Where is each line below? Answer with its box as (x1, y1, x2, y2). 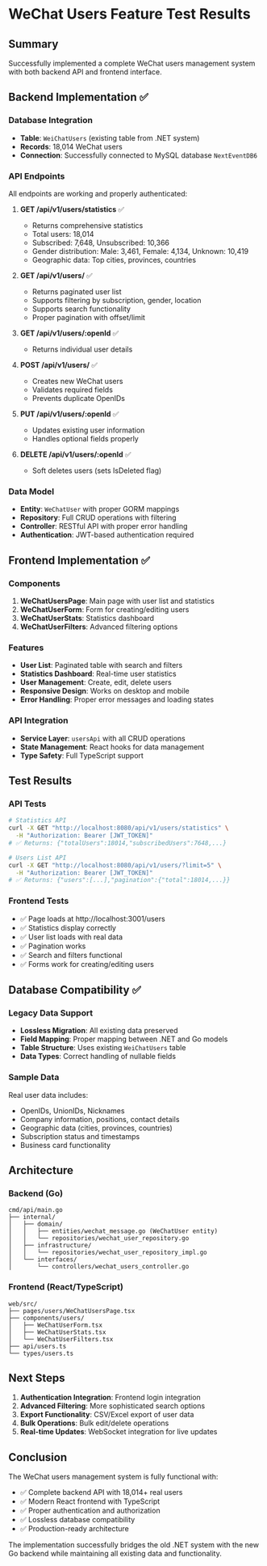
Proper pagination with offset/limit (31, 312, 145, 322)
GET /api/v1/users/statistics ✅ (19, 204, 125, 214)
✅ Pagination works (19, 941, 86, 951)
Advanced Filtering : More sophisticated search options (19, 1401, 206, 1411)
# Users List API (8, 854, 67, 862)
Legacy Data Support (8, 1007, 94, 1019)
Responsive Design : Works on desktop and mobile (19, 686, 190, 696)
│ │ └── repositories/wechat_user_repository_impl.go (8, 1248, 207, 1257)
